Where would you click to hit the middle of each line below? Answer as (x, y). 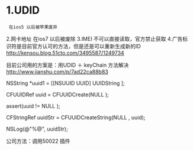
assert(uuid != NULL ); (33, 106)
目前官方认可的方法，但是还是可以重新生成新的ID (81, 46)
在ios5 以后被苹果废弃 (33, 27)
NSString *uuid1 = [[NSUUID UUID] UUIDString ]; (66, 83)
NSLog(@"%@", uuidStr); (37, 129)
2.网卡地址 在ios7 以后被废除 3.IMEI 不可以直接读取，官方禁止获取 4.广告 (94, 38)
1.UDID (23, 10)
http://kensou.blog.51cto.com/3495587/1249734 (65, 53)
